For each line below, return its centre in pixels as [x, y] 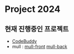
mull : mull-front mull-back [40, 46]
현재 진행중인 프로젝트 [37, 29]
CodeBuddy [24, 41]
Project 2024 [33, 9]
